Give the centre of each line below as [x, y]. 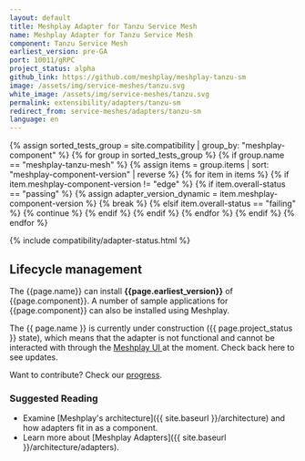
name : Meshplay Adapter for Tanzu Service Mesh [102, 35]
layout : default [40, 18]
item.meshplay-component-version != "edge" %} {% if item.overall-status [148, 184]
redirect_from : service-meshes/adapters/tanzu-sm [106, 111]
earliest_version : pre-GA [58, 52]
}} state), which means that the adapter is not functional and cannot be [142, 337]
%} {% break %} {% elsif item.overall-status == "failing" [190, 204]
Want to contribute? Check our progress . [86, 374]
